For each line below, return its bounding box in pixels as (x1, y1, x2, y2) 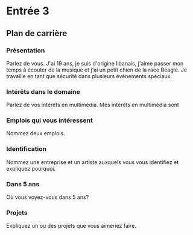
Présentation (6, 46, 45, 55)
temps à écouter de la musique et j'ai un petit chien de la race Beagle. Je (6, 66, 188, 73)
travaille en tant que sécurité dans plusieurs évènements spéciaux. (6, 72, 172, 79)
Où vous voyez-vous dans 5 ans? (6, 194, 89, 201)
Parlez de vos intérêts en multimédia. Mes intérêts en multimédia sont (6, 101, 179, 109)
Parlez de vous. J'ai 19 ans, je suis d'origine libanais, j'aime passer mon (6, 60, 184, 67)
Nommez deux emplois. (6, 130, 65, 137)
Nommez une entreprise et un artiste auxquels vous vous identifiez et (6, 158, 179, 166)
